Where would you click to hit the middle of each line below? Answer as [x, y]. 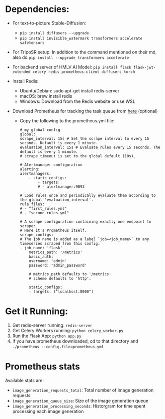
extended [21, 72]
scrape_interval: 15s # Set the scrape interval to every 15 [84, 138]
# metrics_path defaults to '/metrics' [70, 274]
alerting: [30, 169]
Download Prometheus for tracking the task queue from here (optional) [85, 111]
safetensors [32, 43]
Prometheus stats [43, 367]
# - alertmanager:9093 [61, 187]
